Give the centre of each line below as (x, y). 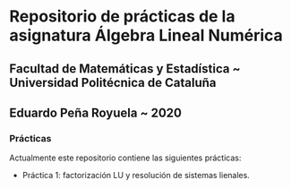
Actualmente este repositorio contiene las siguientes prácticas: (125, 158)
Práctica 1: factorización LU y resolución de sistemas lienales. (136, 176)
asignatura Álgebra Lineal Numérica (146, 35)
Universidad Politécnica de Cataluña (113, 82)
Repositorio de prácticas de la (122, 17)
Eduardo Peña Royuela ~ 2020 (95, 112)
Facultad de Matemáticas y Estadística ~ (125, 69)
